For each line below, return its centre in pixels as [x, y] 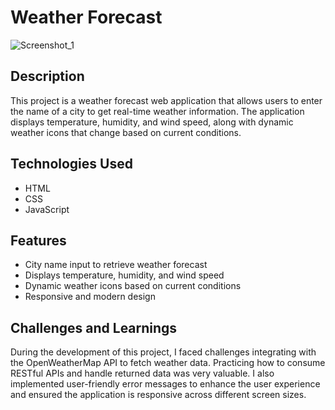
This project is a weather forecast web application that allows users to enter [166, 100]
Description [47, 76]
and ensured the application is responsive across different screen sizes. [158, 395]
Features [38, 240]
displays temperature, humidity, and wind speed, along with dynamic [152, 122]
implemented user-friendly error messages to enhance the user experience [165, 384]
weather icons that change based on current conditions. [126, 132]
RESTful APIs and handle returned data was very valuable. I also [142, 373]
